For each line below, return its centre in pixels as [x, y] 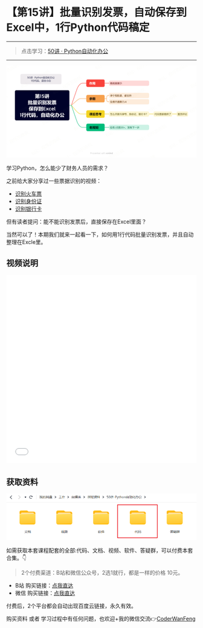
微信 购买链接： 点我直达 [45, 593]
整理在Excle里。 [26, 242]
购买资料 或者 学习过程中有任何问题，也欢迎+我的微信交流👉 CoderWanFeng [101, 618]
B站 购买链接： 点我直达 [44, 585]
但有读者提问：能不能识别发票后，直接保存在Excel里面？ [76, 222]
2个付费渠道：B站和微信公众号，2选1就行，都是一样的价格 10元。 [102, 572]
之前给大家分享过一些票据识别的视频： [54, 181]
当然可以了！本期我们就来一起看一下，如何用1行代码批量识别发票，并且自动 [100, 235]
